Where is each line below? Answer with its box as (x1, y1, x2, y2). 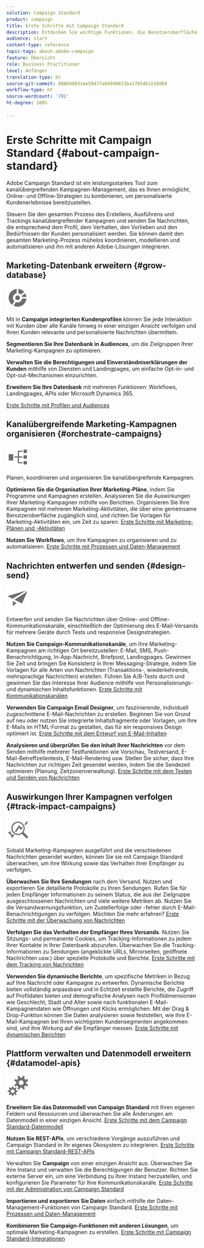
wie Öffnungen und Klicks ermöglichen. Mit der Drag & (52, 1005, 189, 1012)
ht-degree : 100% (6, 100, 47, 106)
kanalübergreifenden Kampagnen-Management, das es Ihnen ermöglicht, (6, 186, 191, 193)
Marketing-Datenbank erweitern (6, 261, 132, 271)
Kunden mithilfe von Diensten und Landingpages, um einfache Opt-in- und (6, 365, 194, 372)
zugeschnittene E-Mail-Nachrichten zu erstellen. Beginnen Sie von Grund (6, 710, 191, 718)
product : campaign (6, 16, 53, 23)
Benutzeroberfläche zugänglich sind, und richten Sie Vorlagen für (6, 512, 171, 519)
